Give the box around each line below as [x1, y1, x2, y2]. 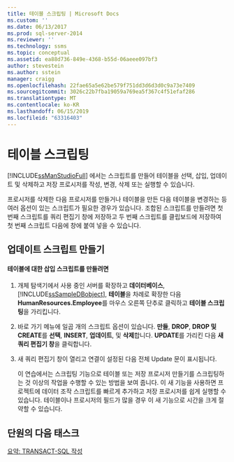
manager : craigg [7, 75, 54, 83]
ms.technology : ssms [7, 43, 68, 50]
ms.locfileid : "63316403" [7, 114, 82, 121]
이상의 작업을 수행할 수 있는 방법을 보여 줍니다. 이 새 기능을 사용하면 [32, 379, 217, 387]
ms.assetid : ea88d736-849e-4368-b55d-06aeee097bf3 [7, 56, 158, 63]
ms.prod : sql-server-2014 [7, 29, 82, 37]
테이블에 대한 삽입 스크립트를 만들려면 [7, 264, 110, 273]
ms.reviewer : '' [7, 36, 54, 43]
